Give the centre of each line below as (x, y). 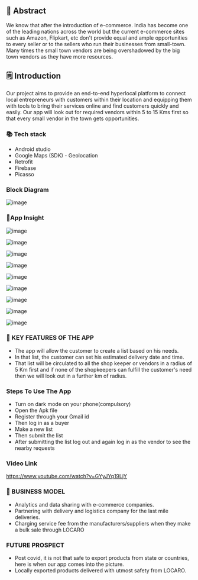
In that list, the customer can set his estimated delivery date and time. (99, 357)
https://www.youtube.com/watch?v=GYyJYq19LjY (67, 476)
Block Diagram (27, 189)
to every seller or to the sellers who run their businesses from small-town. (96, 44)
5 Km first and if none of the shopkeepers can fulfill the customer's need (103, 369)
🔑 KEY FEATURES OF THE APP (50, 338)
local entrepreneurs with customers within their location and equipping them (99, 99)
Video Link (22, 463)
